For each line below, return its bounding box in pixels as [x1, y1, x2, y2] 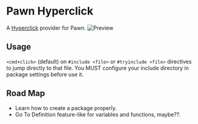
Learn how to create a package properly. [15, 104, 117, 111]
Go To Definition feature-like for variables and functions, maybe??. [15, 111, 182, 118]
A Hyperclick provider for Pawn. [6, 24, 86, 31]
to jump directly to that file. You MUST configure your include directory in [6, 64, 189, 71]
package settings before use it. [6, 71, 84, 78]
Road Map [6, 88, 45, 99]
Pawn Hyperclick [6, 4, 94, 18]
